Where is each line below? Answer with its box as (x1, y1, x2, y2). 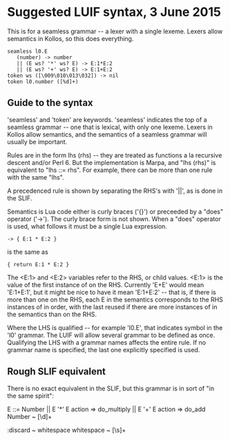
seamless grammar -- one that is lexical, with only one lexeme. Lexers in (7, 123, 213, 131)
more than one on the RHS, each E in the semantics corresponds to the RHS (7, 295, 223, 304)
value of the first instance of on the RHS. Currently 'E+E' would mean (7, 280, 204, 288)
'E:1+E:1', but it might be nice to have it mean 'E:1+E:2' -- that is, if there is (7, 288, 216, 296)
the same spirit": (7, 391, 54, 399)
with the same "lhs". (7, 173, 64, 181)
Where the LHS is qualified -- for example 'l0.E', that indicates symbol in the (7, 323, 223, 331)
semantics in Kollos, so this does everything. (7, 34, 134, 42)
